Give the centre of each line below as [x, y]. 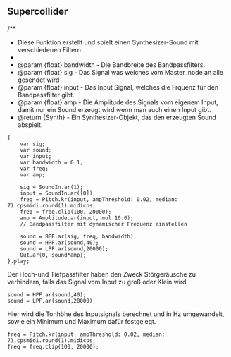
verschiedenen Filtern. [50, 49]
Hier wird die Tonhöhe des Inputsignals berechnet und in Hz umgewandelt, [116, 314]
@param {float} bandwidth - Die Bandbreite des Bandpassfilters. [111, 65]
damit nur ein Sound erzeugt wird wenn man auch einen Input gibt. [114, 109]
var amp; [33, 175]
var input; [36, 156]
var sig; [33, 144]
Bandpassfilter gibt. [46, 95]
